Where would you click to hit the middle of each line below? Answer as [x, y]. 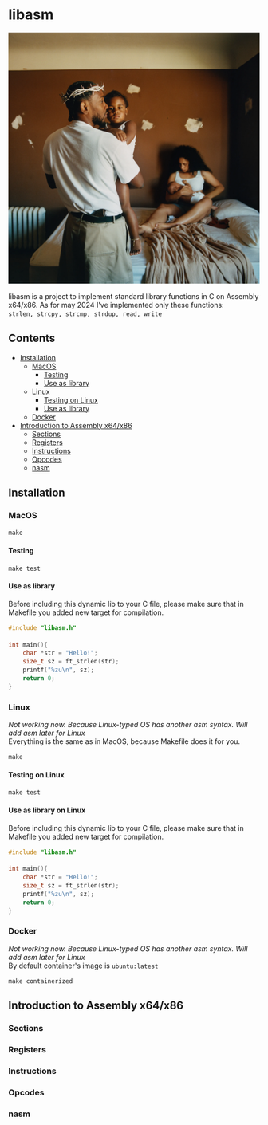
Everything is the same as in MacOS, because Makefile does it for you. [124, 741]
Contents [32, 338]
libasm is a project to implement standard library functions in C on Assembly [134, 296]
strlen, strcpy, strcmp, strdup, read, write [85, 314]
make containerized [41, 981]
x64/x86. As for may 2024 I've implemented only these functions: [116, 305]
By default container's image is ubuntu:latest [83, 966]
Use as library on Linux [47, 810]
